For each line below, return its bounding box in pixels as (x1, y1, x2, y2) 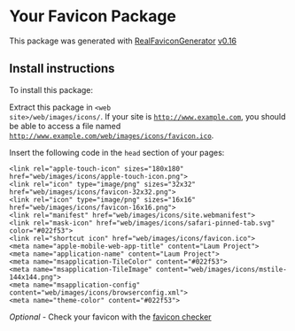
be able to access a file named (9, 120, 121, 131)
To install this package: (9, 84, 94, 95)
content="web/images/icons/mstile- (155, 265, 288, 273)
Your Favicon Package (9, 6, 177, 27)
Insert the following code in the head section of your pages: (9, 147, 225, 158)
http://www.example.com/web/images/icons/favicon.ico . (9, 130, 214, 141)
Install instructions (9, 61, 115, 76)
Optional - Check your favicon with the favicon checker (9, 312, 212, 322)
